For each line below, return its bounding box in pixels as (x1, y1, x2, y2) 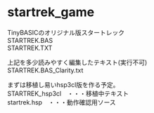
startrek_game (7, 4, 95, 20)
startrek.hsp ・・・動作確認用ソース (7, 98, 116, 106)
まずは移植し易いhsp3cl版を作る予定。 (7, 80, 120, 88)
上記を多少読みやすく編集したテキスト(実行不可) (7, 58, 148, 67)
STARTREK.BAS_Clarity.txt (7, 66, 84, 74)
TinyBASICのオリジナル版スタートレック (7, 28, 125, 36)
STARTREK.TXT (7, 44, 53, 52)
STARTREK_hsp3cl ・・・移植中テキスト (7, 89, 129, 98)
